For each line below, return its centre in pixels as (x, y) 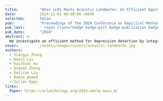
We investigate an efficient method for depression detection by (77, 41)
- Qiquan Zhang (25, 68)
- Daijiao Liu (24, 73)
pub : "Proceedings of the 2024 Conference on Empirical (75, 23)
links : (12, 86)
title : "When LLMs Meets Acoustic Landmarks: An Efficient (76, 9)
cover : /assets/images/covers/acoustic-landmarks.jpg (70, 46)
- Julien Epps (24, 82)
